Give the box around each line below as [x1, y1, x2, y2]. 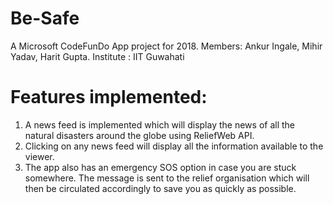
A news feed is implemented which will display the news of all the [24, 118, 295, 131]
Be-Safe [10, 7, 80, 30]
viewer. [24, 150, 55, 162]
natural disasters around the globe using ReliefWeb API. [24, 129, 255, 141]
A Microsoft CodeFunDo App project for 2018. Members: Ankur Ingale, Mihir [10, 40, 323, 52]
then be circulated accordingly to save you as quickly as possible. [24, 182, 297, 194]
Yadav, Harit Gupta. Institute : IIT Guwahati [10, 50, 185, 62]
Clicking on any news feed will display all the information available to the [24, 140, 324, 152]
